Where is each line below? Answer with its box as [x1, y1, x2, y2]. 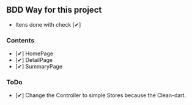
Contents [6, 36, 35, 44]
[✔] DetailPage [15, 56, 53, 64]
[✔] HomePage [15, 50, 54, 57]
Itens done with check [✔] [15, 21, 81, 28]
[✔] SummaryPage [15, 63, 63, 70]
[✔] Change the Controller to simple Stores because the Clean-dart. [15, 92, 186, 99]
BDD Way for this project [6, 5, 102, 15]
